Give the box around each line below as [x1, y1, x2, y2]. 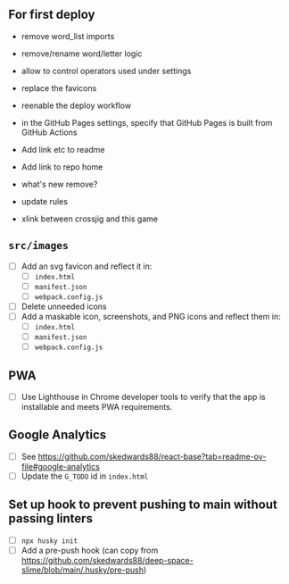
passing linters [8, 511, 93, 526]
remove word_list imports [21, 30, 115, 41]
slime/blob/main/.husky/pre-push [21, 564, 144, 575]
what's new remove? [21, 179, 98, 189]
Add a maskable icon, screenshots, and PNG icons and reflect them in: [21, 311, 282, 321]
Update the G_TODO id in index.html [21, 471, 149, 481]
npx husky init [21, 536, 78, 546]
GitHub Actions [21, 127, 78, 138]
